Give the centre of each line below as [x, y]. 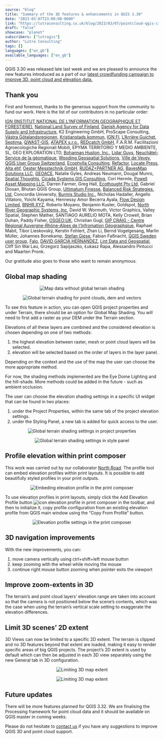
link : [10, 23]
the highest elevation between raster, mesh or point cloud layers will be [84, 342]
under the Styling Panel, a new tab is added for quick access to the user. [85, 421]
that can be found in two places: [37, 402]
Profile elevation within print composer [65, 456]
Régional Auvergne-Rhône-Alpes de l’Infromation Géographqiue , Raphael [79, 225]
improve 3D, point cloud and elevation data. [49, 79]
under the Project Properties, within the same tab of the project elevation [85, 411]
